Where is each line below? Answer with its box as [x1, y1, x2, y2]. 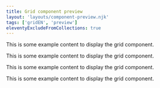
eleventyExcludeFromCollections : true [6, 25, 101, 31]
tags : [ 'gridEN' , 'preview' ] [6, 19, 78, 25]
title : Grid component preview [6, 8, 83, 15]
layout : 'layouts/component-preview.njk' [6, 14, 109, 20]
